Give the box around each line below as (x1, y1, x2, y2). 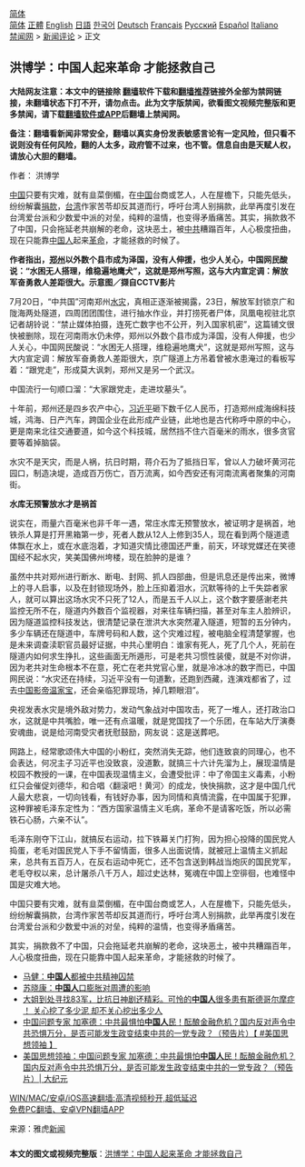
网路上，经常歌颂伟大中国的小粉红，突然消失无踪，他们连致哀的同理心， (9, 745, 280, 756)
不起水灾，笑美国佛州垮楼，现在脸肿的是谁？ (25, 552, 192, 563)
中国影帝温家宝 (17, 684, 74, 695)
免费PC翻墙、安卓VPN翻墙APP (9, 1103, 124, 1114)
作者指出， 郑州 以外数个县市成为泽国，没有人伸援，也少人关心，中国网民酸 (9, 254, 288, 264)
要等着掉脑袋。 (9, 436, 65, 447)
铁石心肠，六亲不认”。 (9, 813, 93, 824)
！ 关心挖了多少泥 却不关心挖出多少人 (22, 1004, 163, 1015)
